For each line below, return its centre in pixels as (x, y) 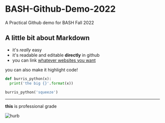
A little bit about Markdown (47, 38)
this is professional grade (31, 106)
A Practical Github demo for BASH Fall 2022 (50, 23)
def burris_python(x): (28, 79)
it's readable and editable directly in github (56, 55)
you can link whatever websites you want (54, 60)
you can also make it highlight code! (41, 70)
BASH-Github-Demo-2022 (60, 9)
